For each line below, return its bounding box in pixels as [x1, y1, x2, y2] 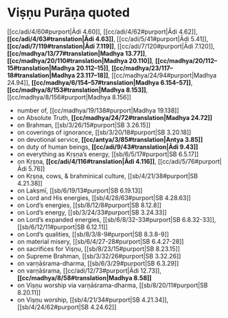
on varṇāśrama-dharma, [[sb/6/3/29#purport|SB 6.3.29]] [16, 259, 179, 267]
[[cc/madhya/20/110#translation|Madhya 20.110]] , [7, 56, 154, 64]
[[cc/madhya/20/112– [155, 56, 218, 64]
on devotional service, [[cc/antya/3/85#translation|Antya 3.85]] [16, 135, 203, 143]
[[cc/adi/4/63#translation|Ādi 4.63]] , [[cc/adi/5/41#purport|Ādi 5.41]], [7, 34, 209, 42]
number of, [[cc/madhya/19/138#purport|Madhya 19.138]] [16, 106, 180, 114]
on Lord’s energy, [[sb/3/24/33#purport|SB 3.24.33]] [16, 208, 167, 217]
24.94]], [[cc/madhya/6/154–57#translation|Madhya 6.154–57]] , [7, 78, 193, 86]
